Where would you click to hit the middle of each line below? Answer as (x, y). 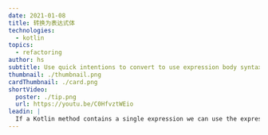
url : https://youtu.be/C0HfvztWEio (75, 104)
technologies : (32, 30)
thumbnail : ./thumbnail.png (55, 75)
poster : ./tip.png (46, 97)
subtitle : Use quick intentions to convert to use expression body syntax (135, 67)
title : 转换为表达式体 (42, 23)
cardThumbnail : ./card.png (53, 82)
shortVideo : (28, 89)
